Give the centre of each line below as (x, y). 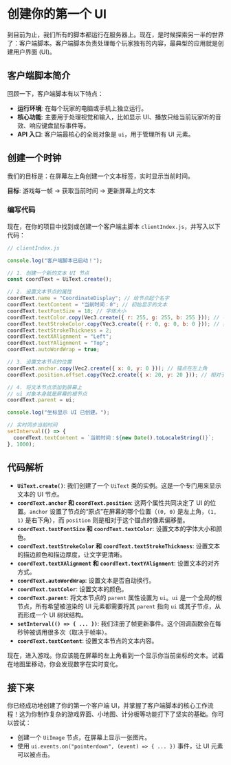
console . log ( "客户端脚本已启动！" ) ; (55, 260)
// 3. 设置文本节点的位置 (40, 362)
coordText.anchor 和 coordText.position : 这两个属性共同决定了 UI (110, 503)
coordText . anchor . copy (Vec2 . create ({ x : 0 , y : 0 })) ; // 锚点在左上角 (107, 368)
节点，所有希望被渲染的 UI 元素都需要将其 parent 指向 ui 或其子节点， (116, 606)
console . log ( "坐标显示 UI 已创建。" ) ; (58, 413)
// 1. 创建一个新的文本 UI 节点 (48, 273)
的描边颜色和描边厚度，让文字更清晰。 (71, 554)
